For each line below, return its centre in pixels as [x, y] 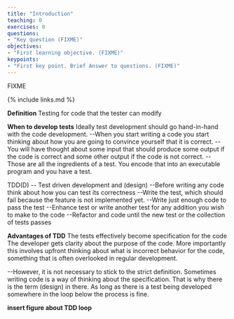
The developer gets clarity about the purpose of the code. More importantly [117, 243]
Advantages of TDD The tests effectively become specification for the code [117, 236]
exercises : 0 [26, 27]
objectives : [25, 46]
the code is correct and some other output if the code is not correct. [106, 156]
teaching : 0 [25, 20]
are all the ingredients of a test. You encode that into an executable [124, 164]
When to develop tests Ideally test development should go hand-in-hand [113, 126]
